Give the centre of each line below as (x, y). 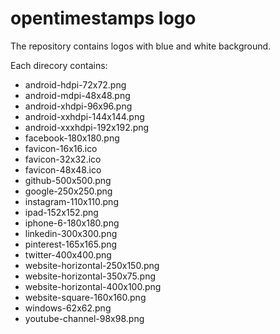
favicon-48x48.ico (63, 169)
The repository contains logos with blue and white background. (141, 46)
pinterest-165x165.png (71, 244)
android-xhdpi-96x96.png (78, 106)
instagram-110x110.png (71, 201)
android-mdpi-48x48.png (77, 95)
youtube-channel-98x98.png (84, 318)
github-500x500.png (68, 180)
